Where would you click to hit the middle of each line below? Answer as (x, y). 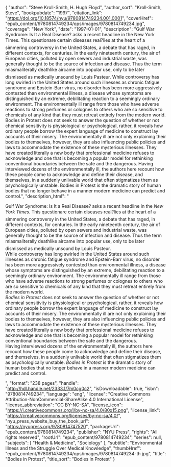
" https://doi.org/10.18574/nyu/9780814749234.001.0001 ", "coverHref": (79, 18)
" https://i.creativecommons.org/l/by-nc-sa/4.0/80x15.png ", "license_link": (83, 410)
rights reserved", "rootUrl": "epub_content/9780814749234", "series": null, (84, 437)
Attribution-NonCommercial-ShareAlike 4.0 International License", (75, 399)
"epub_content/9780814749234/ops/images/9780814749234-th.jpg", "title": (86, 453)
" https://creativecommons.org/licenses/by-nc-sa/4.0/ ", (63, 416)
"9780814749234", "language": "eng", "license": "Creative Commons (78, 394)
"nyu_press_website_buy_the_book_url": (47, 421)
